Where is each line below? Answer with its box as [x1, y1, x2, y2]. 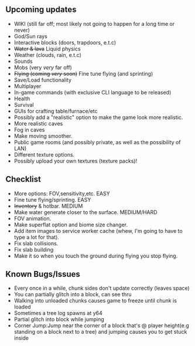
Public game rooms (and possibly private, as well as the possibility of [13, 138, 181, 145]
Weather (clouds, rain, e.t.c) [13, 51, 81, 58]
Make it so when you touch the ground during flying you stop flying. [13, 252, 178, 259]
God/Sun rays [13, 32, 47, 40]
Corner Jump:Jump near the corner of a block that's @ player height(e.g [13, 322, 190, 329]
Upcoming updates [5, 5, 77, 15]
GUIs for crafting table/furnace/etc [13, 107, 98, 114]
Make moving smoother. [13, 132, 73, 140]
